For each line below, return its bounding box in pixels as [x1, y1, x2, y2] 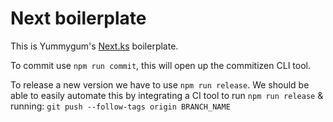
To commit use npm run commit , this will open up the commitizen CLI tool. [10, 59, 311, 71]
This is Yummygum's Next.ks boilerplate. [10, 40, 179, 52]
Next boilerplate [10, 7, 147, 30]
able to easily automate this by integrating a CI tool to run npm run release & [10, 89, 324, 101]
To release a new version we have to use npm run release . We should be [10, 78, 310, 91]
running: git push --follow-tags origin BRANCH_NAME [10, 100, 231, 112]
